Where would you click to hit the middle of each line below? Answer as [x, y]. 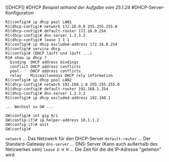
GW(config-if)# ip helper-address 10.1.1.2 [52, 120]
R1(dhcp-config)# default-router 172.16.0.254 [56, 31]
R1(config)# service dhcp [33, 49]
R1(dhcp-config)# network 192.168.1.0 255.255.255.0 [63, 85]
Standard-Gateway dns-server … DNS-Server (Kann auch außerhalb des [81, 144]
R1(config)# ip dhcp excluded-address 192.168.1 [58, 98]
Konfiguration [20, 13]
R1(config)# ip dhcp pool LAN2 [39, 80]
